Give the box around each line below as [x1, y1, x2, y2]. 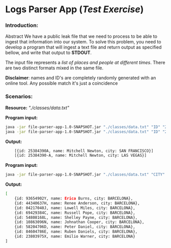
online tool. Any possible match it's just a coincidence [5, 80, 118, 86]
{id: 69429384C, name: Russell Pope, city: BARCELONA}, [14, 210, 136, 215]
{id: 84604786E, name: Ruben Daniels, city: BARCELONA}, [14, 229, 138, 234]
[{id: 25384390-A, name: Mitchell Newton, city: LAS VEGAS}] [14, 153, 147, 158]
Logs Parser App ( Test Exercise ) [5, 4, 144, 15]
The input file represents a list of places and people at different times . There [5, 60, 165, 66]
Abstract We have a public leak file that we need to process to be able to [5, 33, 158, 39]
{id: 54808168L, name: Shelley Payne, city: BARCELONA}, [14, 215, 138, 220]
